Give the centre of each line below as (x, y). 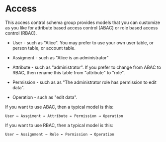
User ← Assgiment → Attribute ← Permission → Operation (64, 116)
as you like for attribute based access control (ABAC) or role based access (82, 27)
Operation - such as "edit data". (45, 97)
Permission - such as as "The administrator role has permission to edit (84, 82)
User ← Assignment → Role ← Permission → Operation (60, 134)
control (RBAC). (21, 33)
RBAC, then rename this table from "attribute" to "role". (69, 72)
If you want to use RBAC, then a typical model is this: (59, 125)
